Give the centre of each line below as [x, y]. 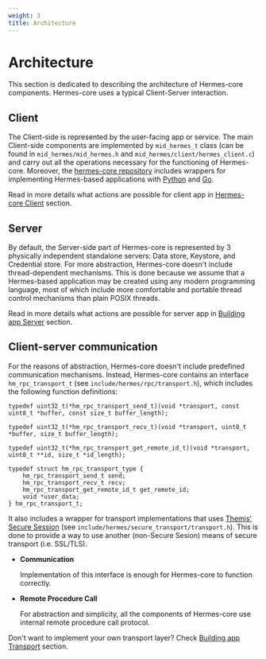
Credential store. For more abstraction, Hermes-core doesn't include [120, 264]
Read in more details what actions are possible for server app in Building [127, 314]
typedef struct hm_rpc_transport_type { [76, 469]
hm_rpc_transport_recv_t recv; [74, 482]
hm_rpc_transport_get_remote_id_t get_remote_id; [106, 489]
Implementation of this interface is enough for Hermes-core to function [136, 575]
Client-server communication [83, 347]
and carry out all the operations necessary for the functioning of [113, 162]
